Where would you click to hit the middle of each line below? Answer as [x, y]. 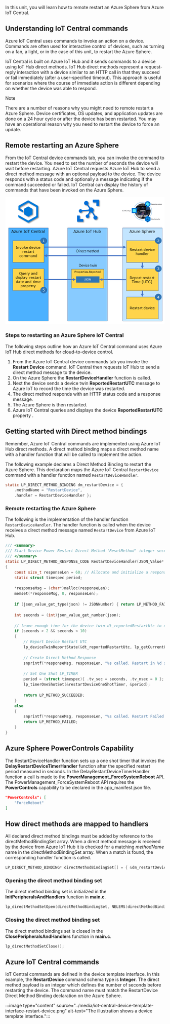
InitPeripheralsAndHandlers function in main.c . [56, 897]
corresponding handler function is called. [48, 858]
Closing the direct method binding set [53, 920]
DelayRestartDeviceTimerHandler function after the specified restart [78, 766]
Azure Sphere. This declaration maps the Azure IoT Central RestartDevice [82, 469]
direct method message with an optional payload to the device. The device [83, 174]
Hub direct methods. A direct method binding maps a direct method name [82, 449]
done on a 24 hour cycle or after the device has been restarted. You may [81, 119]
